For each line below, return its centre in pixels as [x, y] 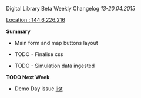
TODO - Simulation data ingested [55, 66]
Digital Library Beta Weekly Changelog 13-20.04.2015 [71, 9]
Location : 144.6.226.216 [36, 20]
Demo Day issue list [38, 89]
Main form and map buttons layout [56, 43]
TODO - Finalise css [39, 54]
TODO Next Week [28, 77]
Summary [18, 31]
